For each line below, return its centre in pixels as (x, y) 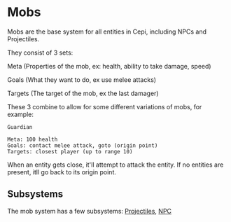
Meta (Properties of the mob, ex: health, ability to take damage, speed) (109, 66)
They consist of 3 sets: (40, 53)
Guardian (20, 127)
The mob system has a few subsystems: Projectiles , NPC (90, 211)
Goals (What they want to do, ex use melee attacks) (82, 79)
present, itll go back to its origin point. (62, 172)
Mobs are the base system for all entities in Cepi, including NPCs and (107, 32)
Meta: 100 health (33, 139)
